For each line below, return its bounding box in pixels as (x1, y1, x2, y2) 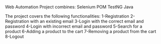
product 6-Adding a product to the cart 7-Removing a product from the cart (5, 29, 157, 34)
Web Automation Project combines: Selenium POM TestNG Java (5, 4, 134, 10)
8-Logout (5, 33, 24, 39)
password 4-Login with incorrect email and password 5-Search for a (5, 23, 143, 29)
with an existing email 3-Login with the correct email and (30, 19, 144, 24)
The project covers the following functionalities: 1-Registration (5, 13, 129, 19)
